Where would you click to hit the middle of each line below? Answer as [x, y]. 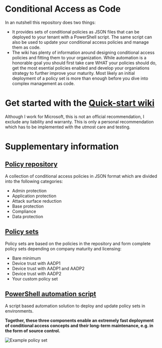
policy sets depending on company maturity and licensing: [63, 248]
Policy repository [31, 165]
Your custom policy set [35, 278]
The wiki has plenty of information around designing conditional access [83, 52]
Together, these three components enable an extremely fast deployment [79, 320]
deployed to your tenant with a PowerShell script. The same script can [82, 37]
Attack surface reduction [37, 201]
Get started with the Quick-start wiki [80, 103]
